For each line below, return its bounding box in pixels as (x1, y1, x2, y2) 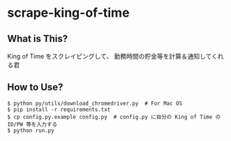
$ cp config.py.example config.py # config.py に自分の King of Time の (7, 113, 221, 120)
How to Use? (7, 82, 64, 94)
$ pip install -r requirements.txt (7, 106, 111, 113)
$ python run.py (7, 127, 54, 134)
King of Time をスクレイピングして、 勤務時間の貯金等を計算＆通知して (7, 52, 212, 60)
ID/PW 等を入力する (7, 121, 58, 128)
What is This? (7, 33, 68, 45)
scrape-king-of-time (7, 5, 130, 21)
